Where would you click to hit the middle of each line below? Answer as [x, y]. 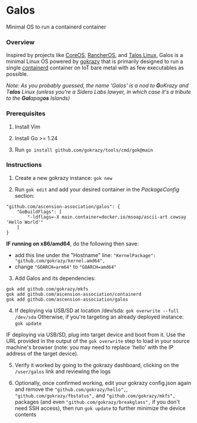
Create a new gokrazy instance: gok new [63, 178]
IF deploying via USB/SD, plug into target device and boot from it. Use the [96, 334]
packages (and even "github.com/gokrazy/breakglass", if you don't [97, 402]
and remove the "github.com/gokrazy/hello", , [71, 389]
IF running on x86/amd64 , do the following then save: [72, 244]
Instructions [24, 165]
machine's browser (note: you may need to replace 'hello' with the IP [90, 347]
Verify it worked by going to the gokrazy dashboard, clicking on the [97, 365]
